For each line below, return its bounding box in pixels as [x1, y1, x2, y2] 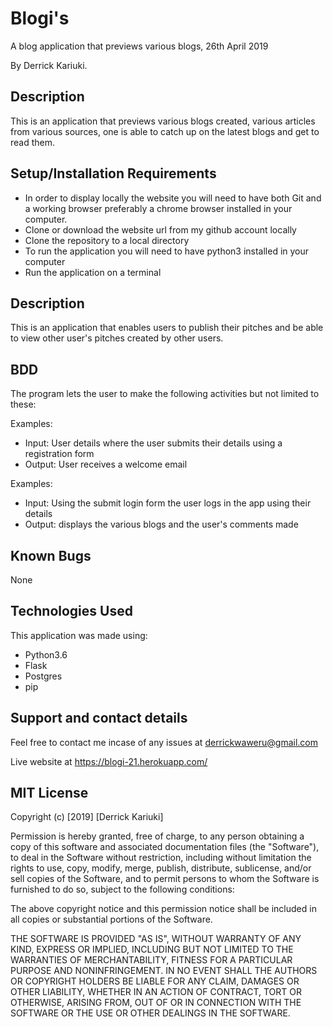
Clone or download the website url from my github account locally [24, 223, 297, 236]
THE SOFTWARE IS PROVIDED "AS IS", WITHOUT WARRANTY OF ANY [10, 933, 302, 945]
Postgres [24, 670, 63, 682]
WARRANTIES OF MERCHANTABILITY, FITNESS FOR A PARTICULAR [10, 954, 293, 966]
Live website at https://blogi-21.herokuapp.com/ [10, 755, 208, 767]
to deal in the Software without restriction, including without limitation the [10, 852, 312, 864]
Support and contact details [10, 710, 188, 727]
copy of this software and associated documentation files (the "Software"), [10, 841, 320, 853]
